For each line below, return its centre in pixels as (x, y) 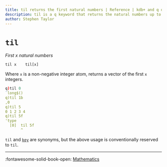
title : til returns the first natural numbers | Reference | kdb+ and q (82, 10)
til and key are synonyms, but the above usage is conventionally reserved (82, 139)
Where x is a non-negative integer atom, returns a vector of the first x (76, 74)
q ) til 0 (13, 88)
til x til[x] (22, 65)
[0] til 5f (22, 125)
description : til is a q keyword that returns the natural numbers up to (83, 14)
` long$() (14, 93)
